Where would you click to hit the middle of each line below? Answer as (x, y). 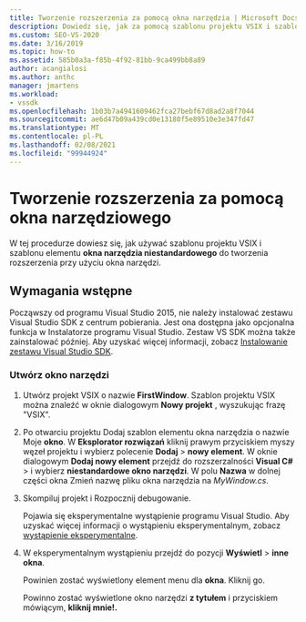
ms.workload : (34, 94)
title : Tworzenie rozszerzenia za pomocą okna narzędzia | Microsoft (144, 18)
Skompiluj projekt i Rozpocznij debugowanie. (107, 498)
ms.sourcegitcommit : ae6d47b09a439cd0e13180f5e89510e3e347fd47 (132, 119)
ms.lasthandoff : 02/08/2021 (63, 145)
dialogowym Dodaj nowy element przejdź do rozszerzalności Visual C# (158, 461)
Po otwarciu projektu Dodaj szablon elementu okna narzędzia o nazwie (156, 432)
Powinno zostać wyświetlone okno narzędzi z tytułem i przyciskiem (150, 597)
